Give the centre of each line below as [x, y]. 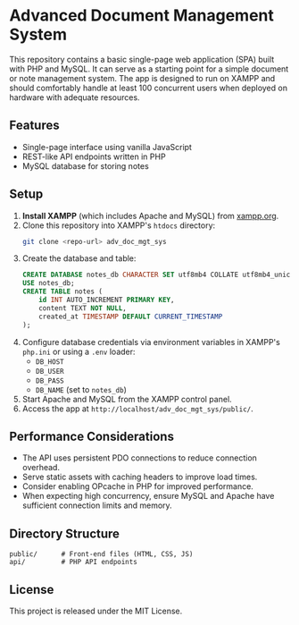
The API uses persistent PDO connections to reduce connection [139, 458]
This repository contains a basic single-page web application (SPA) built [142, 59]
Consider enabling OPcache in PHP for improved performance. [138, 486]
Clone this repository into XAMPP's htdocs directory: [119, 225]
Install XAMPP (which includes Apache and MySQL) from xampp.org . [150, 215]
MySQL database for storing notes [85, 165]
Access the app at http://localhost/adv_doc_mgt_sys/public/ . [138, 409]
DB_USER [50, 371]
